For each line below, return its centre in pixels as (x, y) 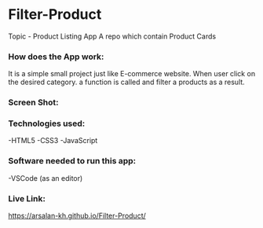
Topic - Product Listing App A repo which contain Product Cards (112, 36)
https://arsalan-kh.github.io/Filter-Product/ (77, 216)
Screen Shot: (33, 102)
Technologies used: (47, 123)
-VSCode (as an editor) (46, 178)
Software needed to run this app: (72, 161)
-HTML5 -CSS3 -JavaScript (53, 141)
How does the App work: (56, 57)
